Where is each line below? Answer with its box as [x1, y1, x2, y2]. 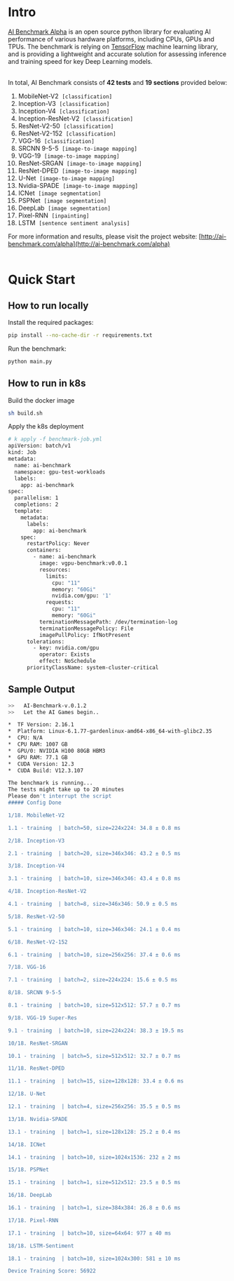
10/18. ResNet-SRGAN [8, 1040, 69, 1047]
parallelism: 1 [14, 495, 59, 502]
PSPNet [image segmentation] [18, 196, 107, 204]
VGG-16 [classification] [18, 136, 95, 145]
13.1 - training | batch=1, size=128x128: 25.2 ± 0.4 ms [8, 1128, 181, 1135]
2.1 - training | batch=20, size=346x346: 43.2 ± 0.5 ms [8, 850, 181, 857]
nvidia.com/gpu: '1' [52, 592, 112, 600]
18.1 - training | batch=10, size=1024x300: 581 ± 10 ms [8, 1255, 181, 1262]
